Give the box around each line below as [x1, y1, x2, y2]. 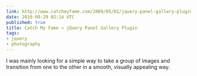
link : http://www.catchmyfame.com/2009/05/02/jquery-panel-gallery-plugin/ [6, 8, 195, 15]
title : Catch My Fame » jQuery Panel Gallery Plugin [6, 25, 138, 31]
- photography [6, 42, 41, 47]
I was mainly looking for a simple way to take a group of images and [6, 57, 170, 64]
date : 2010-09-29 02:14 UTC [6, 14, 75, 20]
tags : [6, 30, 19, 36]
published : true [6, 19, 46, 25]
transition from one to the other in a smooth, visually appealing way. [6, 63, 170, 70]
